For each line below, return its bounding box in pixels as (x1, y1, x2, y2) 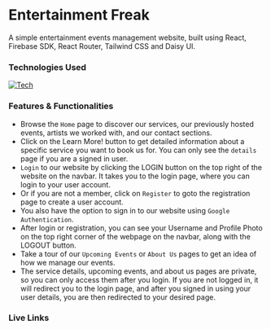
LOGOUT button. (20, 240, 77, 250)
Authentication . (20, 214, 75, 224)
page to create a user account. (20, 197, 124, 207)
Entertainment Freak (8, 6, 151, 24)
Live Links (8, 312, 50, 323)
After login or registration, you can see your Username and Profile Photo (20, 222, 263, 233)
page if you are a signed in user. (20, 153, 129, 164)
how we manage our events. (20, 257, 116, 267)
